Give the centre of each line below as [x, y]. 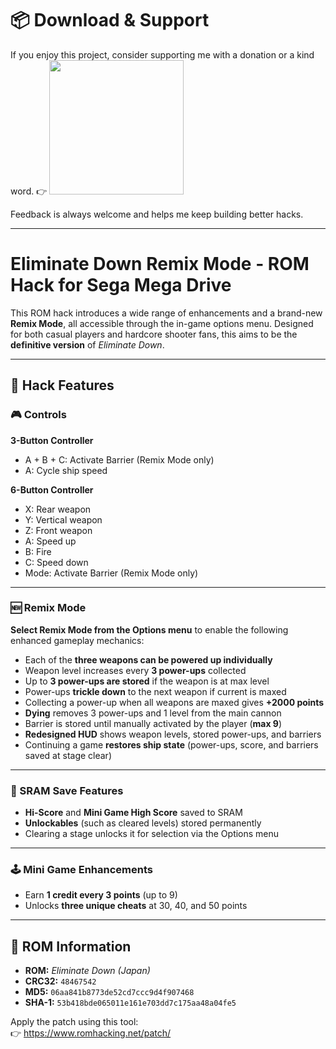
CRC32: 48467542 [60, 981]
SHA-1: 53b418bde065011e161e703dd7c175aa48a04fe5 [130, 1003]
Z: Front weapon [58, 530]
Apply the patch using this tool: [74, 1022]
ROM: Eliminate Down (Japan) [87, 971]
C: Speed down [56, 562]
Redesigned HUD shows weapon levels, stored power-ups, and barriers [173, 734]
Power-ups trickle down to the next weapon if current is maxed [155, 691]
